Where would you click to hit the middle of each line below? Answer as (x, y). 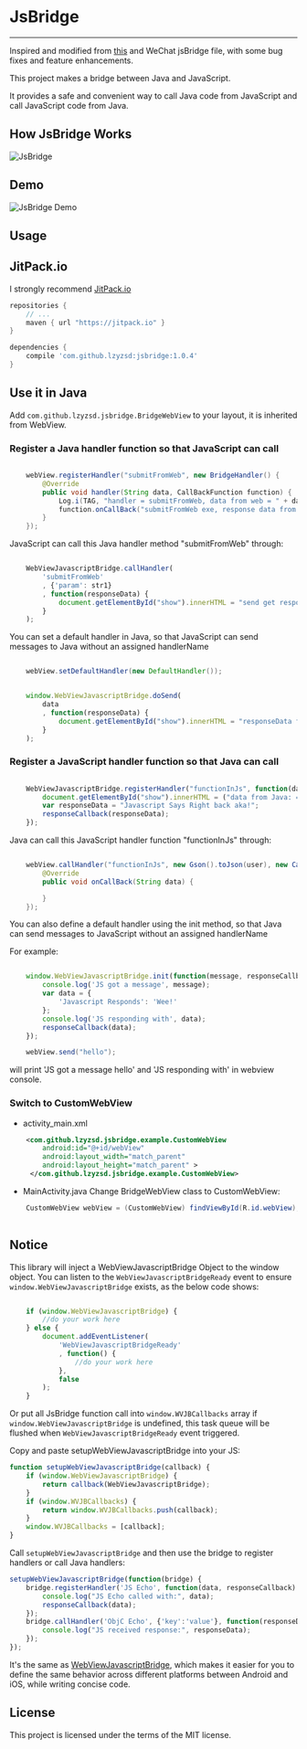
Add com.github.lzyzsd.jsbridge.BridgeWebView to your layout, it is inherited (153, 415)
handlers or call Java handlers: (67, 1563)
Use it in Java (48, 393)
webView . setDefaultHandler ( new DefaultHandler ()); (124, 672)
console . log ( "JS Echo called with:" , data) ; (128, 1596)
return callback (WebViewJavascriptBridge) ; (126, 1484)
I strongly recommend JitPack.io (70, 289)
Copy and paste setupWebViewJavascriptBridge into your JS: (125, 1451)
